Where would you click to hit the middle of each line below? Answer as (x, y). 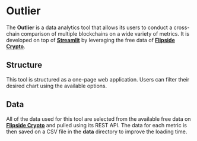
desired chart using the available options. (57, 86)
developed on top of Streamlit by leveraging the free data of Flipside (90, 40)
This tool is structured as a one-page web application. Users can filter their (98, 79)
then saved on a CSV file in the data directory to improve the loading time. (97, 131)
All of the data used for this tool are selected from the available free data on (99, 119)
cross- (182, 27)
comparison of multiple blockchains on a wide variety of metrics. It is (105, 33)
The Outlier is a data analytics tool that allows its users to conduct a (89, 27)
